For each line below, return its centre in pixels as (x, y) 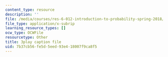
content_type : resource (30, 10)
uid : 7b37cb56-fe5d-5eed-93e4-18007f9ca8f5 (51, 47)
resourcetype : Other (27, 38)
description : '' (22, 14)
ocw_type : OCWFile (24, 33)
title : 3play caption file (33, 42)
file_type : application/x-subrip (40, 24)
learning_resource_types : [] (35, 28)
